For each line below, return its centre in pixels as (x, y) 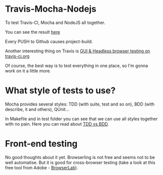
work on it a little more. (28, 71)
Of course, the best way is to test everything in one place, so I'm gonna (77, 66)
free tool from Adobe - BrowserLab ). (42, 168)
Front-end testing (41, 144)
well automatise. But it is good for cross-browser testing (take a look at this (80, 162)
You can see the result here (33, 32)
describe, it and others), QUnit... (37, 109)
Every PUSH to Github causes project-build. (49, 41)
